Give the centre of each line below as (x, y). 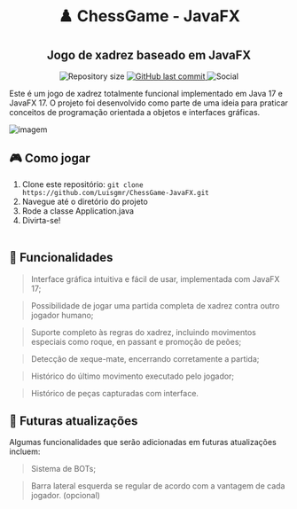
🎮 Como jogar (50, 158)
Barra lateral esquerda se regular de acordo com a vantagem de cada (158, 486)
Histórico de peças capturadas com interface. (115, 393)
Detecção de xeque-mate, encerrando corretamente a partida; (145, 358)
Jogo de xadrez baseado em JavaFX (149, 55)
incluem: (25, 451)
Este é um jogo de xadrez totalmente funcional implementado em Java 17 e (146, 94)
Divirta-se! (41, 220)
